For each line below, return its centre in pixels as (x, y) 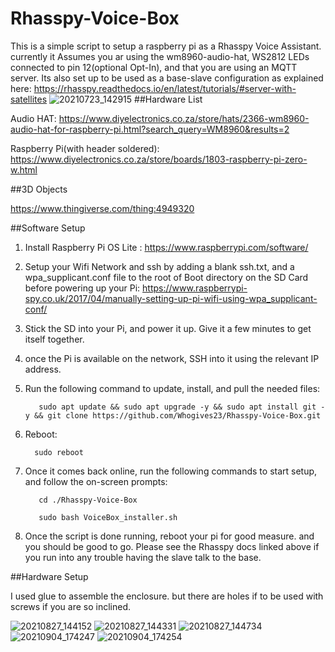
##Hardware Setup (49, 576)
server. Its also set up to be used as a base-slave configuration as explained (167, 78)
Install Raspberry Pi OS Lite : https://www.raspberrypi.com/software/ (166, 247)
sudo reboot (59, 452)
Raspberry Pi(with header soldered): (85, 148)
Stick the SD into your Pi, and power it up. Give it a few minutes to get (168, 328)
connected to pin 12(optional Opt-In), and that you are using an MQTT (154, 67)
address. (43, 369)
